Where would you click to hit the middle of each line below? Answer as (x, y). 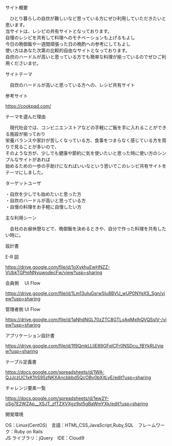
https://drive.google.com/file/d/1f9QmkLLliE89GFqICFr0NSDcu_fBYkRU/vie (84, 346)
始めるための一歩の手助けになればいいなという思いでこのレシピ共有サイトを (86, 166)
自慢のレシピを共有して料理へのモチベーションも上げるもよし (70, 38)
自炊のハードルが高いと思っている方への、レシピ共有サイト (72, 85)
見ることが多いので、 (37, 147)
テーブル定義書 (21, 362)
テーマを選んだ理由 (26, 116)
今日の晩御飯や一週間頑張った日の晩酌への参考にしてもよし (68, 44)
